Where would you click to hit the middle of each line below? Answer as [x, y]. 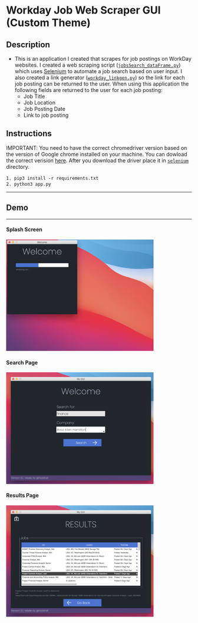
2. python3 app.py [29, 184]
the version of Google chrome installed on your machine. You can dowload [97, 154]
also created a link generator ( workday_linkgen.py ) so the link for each [100, 78]
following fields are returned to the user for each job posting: [89, 90]
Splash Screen [24, 229]
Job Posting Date [44, 109]
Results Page [23, 496]
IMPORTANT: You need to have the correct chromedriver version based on [97, 147]
